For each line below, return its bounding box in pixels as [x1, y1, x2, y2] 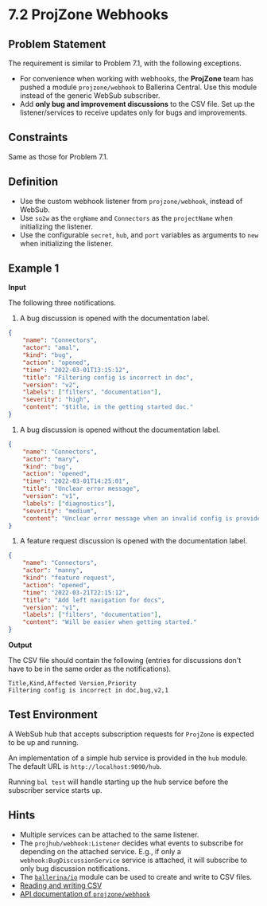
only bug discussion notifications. [19, 863, 130, 873]
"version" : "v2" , [22, 381, 80, 389]
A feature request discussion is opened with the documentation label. [19, 536, 248, 546]
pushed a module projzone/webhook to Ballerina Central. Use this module [19, 82, 257, 92]
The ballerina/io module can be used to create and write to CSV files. [19, 872, 253, 881]
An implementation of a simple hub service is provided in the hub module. [8, 753, 248, 763]
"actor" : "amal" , [22, 344, 80, 352]
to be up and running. [8, 737, 79, 747]
